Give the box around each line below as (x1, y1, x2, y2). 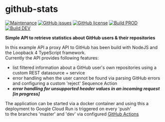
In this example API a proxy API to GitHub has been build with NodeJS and (5, 44, 158, 50)
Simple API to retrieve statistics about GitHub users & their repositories (5, 35, 156, 41)
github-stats (5, 3, 58, 15)
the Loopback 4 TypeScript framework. (5, 50, 86, 56)
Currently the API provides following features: (5, 55, 99, 61)
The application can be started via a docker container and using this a (5, 100, 149, 106)
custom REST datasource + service (12, 69, 85, 75)
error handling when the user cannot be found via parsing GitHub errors (12, 75, 161, 81)
